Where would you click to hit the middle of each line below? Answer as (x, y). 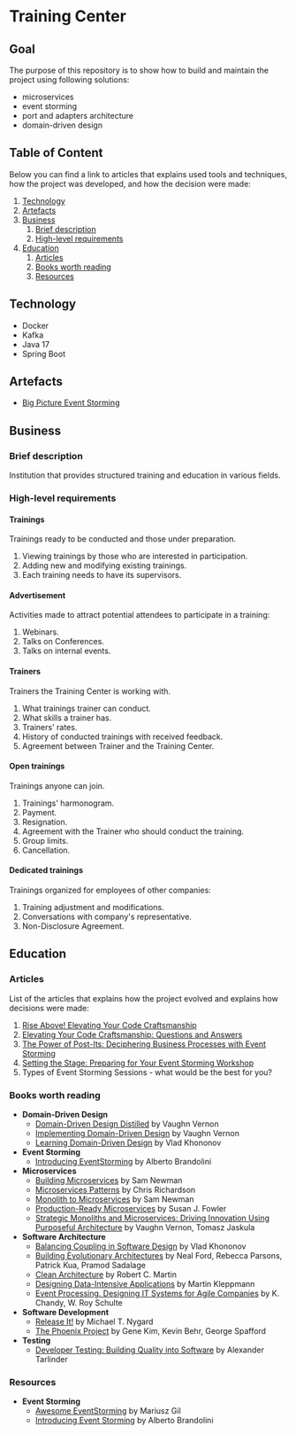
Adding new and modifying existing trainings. (104, 565)
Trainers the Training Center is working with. (90, 691)
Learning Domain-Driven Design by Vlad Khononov (128, 1143)
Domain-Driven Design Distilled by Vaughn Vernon (127, 1124)
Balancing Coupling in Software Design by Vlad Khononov (140, 1246)
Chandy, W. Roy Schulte (79, 1303)
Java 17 (36, 344)
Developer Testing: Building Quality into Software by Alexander (150, 1350)
